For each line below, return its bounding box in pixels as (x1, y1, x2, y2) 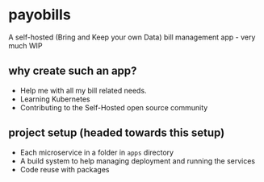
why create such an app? (8, 64, 137, 78)
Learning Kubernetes (19, 94, 90, 104)
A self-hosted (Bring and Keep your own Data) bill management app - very (8, 32, 256, 42)
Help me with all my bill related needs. (19, 85, 147, 95)
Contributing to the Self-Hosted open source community (19, 102, 208, 112)
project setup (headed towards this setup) (8, 126, 225, 140)
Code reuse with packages (19, 164, 110, 174)
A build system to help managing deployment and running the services (19, 155, 256, 166)
